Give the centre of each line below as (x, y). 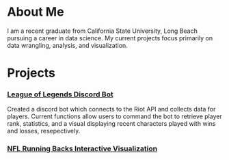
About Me (36, 12)
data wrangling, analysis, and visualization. (67, 45)
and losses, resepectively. (44, 131)
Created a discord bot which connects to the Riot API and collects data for (111, 109)
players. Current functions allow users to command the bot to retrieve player (114, 116)
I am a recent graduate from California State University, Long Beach (103, 31)
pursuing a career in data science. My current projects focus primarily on (110, 38)
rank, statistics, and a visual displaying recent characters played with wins (111, 124)
